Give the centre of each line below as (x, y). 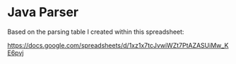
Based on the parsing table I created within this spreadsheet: (96, 32)
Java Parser (43, 12)
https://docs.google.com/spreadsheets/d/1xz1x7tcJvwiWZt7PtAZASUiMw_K (118, 45)
